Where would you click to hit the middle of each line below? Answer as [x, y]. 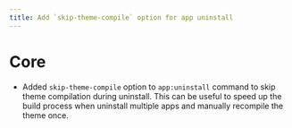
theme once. [46, 115]
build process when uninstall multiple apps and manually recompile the [153, 106]
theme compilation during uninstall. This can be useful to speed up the [152, 96]
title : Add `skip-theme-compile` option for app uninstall [121, 17]
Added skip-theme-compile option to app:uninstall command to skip [149, 87]
